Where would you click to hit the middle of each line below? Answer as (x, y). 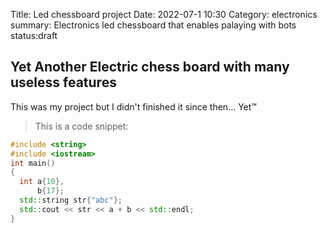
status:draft (34, 35)
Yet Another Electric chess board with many (150, 67)
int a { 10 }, (42, 182)
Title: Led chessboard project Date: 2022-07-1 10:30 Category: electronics (164, 14)
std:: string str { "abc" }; (71, 200)
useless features (63, 82)
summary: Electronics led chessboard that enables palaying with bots (153, 25)
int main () (33, 163)
